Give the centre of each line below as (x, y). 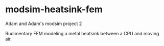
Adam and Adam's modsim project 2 (44, 24)
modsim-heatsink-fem (54, 9)
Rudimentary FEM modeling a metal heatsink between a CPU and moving (82, 33)
